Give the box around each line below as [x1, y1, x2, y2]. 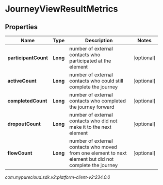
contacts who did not [69, 118, 117, 124]
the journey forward [69, 103, 115, 110]
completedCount [7, 98, 48, 104]
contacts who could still [69, 78, 124, 84]
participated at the [69, 57, 112, 64]
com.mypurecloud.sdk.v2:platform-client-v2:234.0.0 [5, 174, 111, 180]
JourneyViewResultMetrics [5, 3, 118, 15]
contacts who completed [69, 98, 126, 104]
